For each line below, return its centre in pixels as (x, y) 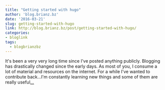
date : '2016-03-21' (25, 19)
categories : (17, 33)
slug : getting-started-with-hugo (40, 24)
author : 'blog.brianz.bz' (32, 14)
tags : (11, 42)
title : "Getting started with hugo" (43, 10)
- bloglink (16, 38)
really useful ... (20, 82)
